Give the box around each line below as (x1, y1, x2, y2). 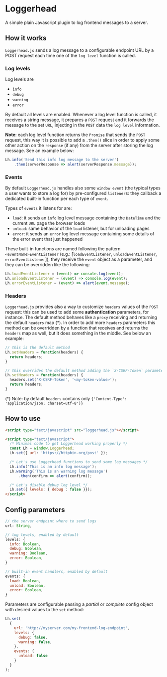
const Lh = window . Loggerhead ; (9, 446, 75, 451)
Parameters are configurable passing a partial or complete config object (5, 601, 153, 607)
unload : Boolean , (9, 583, 46, 588)
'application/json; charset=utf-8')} (5, 401, 83, 406)
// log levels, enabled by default (5, 532, 79, 537)
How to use (5, 414, 41, 423)
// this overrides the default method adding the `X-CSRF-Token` (5, 368, 143, 373)
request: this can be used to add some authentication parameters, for (5, 309, 149, 315)
